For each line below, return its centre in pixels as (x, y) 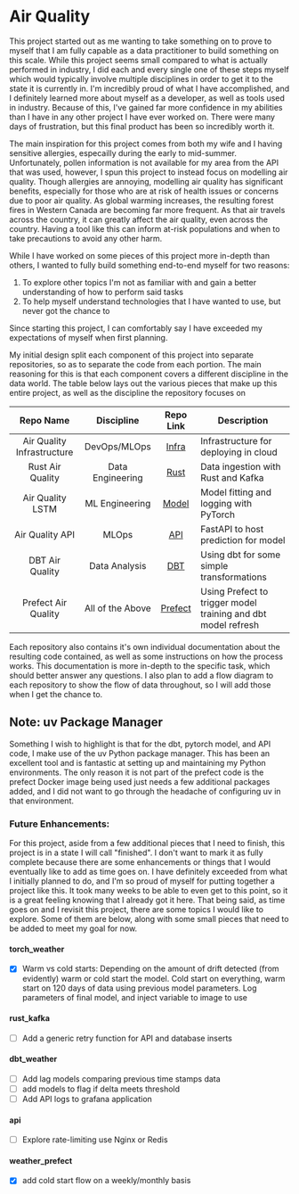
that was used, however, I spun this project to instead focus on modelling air (149, 172)
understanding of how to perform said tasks (103, 292)
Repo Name (44, 420)
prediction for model (242, 539)
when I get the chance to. (56, 694)
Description (243, 420)
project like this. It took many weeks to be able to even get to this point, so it (149, 891)
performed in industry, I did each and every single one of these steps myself (149, 70)
